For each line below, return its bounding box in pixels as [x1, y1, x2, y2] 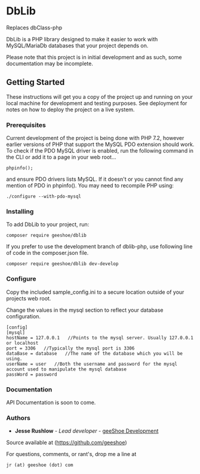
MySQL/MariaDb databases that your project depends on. [6, 42, 149, 49]
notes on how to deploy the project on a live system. [6, 106, 135, 113]
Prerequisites [6, 121, 46, 129]
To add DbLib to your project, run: [6, 221, 90, 228]
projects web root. [6, 294, 51, 302]
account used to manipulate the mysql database [6, 366, 127, 372]
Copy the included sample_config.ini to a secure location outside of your [6, 288, 184, 296]
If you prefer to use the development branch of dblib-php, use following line [6, 243, 193, 250]
